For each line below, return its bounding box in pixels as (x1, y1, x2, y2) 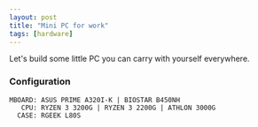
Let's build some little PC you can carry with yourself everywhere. (9, 54, 250, 64)
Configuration (9, 76, 71, 88)
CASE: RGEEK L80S (17, 111, 82, 120)
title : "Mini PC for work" (9, 21, 109, 30)
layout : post (9, 12, 58, 22)
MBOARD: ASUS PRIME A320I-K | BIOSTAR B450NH (9, 95, 180, 104)
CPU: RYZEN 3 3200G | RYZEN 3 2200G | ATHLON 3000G (20, 103, 216, 112)
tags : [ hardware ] (9, 29, 74, 38)
